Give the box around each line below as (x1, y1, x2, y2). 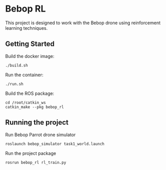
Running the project (5, 118, 69, 127)
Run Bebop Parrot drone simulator (5, 132, 76, 138)
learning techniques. (5, 25, 48, 31)
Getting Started (5, 40, 55, 48)
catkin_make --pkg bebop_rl (5, 104, 64, 109)
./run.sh (5, 81, 24, 86)
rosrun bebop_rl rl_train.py (5, 160, 66, 165)
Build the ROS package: (5, 90, 54, 96)
